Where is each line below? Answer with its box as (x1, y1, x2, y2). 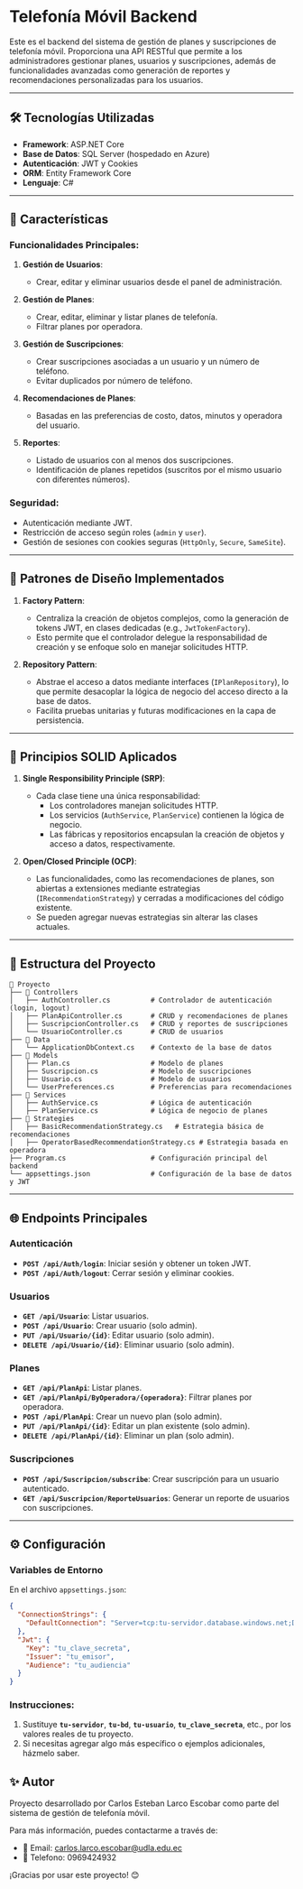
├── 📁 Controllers (9, 988, 78, 997)
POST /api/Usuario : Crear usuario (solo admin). (22, 1320, 198, 1331)
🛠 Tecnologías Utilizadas (9, 110, 155, 125)
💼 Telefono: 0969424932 (22, 1852, 117, 1863)
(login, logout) (9, 1004, 70, 1013)
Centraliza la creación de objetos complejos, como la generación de (35, 612, 289, 624)
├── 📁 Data (9, 1035, 50, 1044)
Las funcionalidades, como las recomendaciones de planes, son (35, 874, 275, 884)
